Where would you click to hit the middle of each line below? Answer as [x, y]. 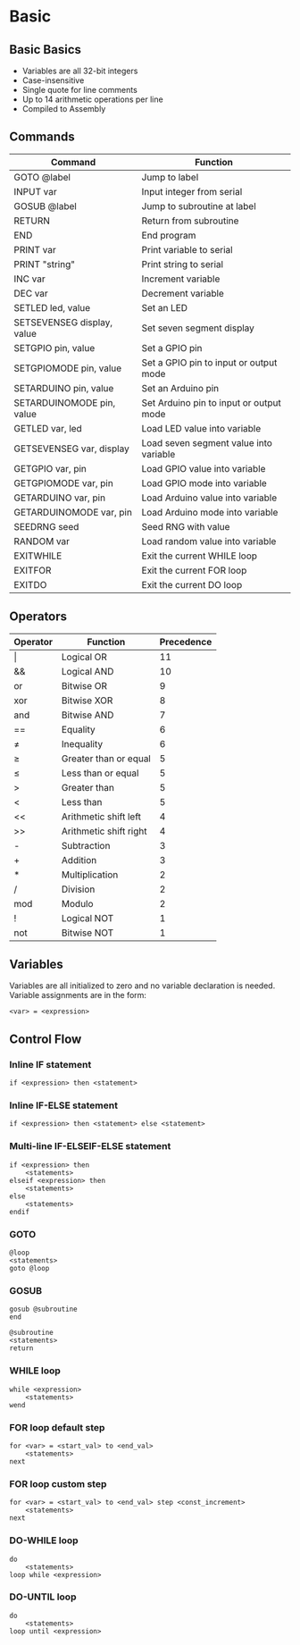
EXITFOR [33, 570]
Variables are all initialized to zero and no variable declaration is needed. [142, 986]
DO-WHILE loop [44, 1540]
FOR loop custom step [58, 1483]
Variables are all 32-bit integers [80, 71]
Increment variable [181, 279]
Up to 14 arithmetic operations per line [92, 99]
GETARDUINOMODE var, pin [73, 512]
